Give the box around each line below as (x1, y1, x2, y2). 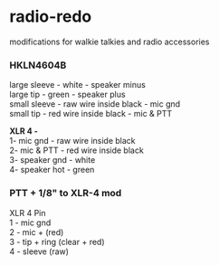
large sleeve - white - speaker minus (9, 80, 147, 90)
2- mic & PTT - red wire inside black (9, 145, 145, 156)
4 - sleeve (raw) (9, 246, 70, 257)
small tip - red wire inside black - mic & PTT (9, 109, 173, 119)
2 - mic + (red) (9, 226, 64, 237)
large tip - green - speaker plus (9, 89, 126, 100)
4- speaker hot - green (9, 165, 95, 175)
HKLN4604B (9, 59, 67, 71)
